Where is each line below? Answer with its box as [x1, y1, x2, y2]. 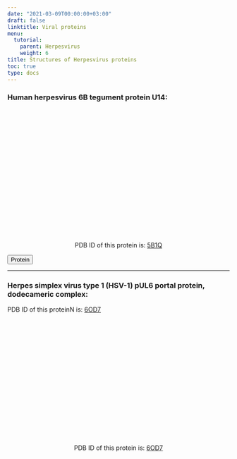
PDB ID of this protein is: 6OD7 [73, 443, 164, 452]
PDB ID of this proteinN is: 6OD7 [7, 305, 101, 314]
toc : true [7, 63, 37, 70]
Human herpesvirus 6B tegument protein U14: [7, 92, 168, 102]
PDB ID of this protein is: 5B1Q [75, 240, 162, 249]
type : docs [7, 69, 39, 76]
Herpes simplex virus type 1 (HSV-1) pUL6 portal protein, [7, 280, 205, 290]
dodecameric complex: [7, 289, 88, 299]
